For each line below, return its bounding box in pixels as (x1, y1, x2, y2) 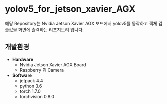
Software (12, 72, 32, 78)
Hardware (12, 56, 34, 62)
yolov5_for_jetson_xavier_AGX (5, 3, 136, 15)
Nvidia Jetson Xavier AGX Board (19, 61, 86, 68)
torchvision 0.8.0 (19, 93, 55, 99)
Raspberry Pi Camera (19, 67, 64, 73)
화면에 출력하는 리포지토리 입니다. (18, 26, 84, 33)
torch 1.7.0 (19, 88, 41, 94)
